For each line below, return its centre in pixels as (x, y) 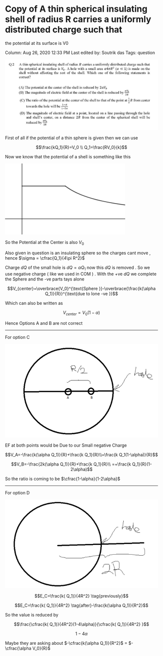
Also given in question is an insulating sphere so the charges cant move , (78, 253)
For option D (17, 492)
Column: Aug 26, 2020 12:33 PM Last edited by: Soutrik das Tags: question (80, 53)
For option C (17, 337)
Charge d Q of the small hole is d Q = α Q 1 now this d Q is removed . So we (78, 268)
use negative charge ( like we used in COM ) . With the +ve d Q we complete (81, 274)
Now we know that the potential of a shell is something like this (68, 157)
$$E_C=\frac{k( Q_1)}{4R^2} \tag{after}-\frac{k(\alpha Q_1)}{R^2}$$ (81, 605)
